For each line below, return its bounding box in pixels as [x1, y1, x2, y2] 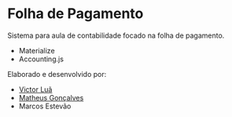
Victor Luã [18, 84, 53, 94]
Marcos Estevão [18, 101, 72, 111]
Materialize [18, 46, 56, 55]
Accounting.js [18, 54, 64, 64]
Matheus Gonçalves [18, 93, 84, 102]
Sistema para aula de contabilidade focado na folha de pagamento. [7, 31, 225, 40]
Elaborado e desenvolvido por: [7, 69, 107, 79]
